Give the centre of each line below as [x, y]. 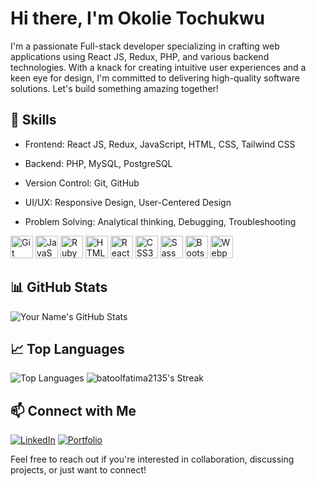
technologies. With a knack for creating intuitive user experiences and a [158, 67]
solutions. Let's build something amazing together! [114, 88]
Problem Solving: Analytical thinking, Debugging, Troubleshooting [160, 221]
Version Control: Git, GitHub [82, 183]
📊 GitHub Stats [59, 287]
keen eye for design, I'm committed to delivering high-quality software [155, 78]
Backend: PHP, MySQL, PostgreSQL [98, 163]
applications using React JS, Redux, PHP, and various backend [140, 56]
